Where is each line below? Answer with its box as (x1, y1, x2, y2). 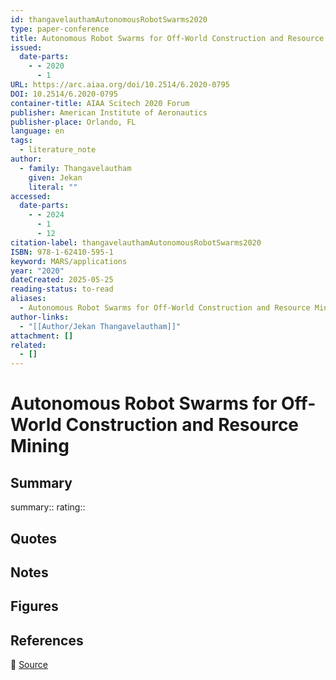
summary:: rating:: (10, 501, 86, 513)
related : (10, 340, 47, 350)
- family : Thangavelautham (19, 163, 132, 173)
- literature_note (19, 145, 97, 155)
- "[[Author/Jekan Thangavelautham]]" (19, 321, 182, 331)
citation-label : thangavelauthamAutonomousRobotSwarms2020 (10, 237, 262, 248)
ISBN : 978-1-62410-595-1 (10, 247, 114, 257)
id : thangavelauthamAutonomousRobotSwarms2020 (10, 14, 208, 25)
